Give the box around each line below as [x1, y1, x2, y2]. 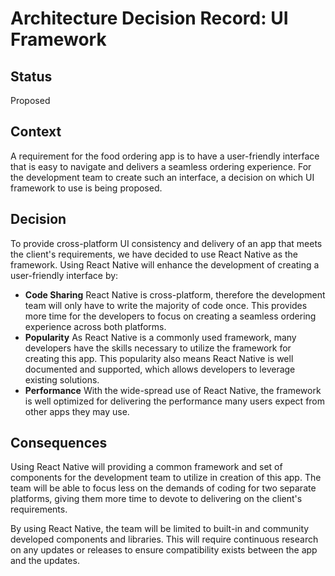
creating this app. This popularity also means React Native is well [24, 352, 294, 364]
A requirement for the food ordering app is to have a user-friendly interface [10, 150, 320, 162]
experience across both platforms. [24, 320, 167, 332]
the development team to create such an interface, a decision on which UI [10, 171, 315, 183]
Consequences [10, 435, 108, 452]
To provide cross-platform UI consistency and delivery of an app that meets [10, 237, 323, 249]
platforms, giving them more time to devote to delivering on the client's [10, 493, 303, 505]
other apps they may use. [24, 405, 130, 417]
